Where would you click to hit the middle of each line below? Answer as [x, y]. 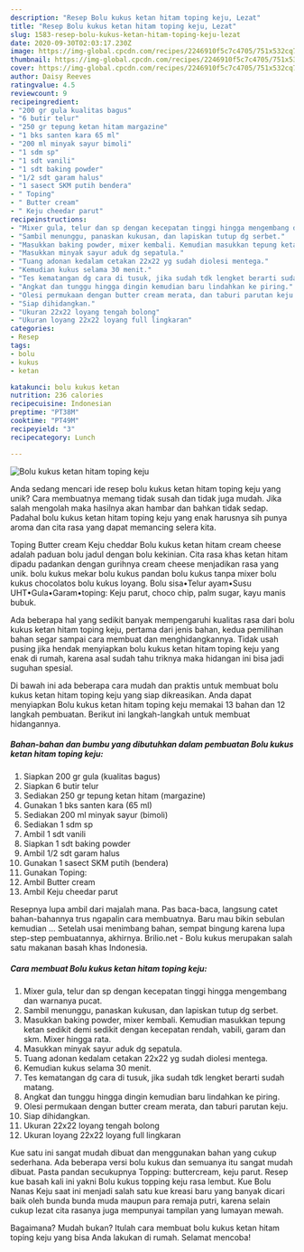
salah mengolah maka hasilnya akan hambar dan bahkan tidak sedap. [139, 508]
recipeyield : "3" [43, 429]
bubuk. [23, 602]
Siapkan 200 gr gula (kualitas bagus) [92, 777]
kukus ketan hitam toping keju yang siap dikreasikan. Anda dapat [131, 695]
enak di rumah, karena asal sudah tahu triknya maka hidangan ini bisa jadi [147, 658]
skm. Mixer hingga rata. [67, 1040]
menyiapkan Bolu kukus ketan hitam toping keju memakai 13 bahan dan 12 [148, 704]
